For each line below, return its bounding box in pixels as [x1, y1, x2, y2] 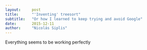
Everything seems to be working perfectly [5, 39, 91, 45]
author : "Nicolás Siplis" [5, 26, 68, 31]
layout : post [5, 7, 41, 12]
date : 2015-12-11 [5, 21, 54, 26]
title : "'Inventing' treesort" [5, 12, 81, 17]
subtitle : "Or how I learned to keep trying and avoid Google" [5, 16, 143, 21]
